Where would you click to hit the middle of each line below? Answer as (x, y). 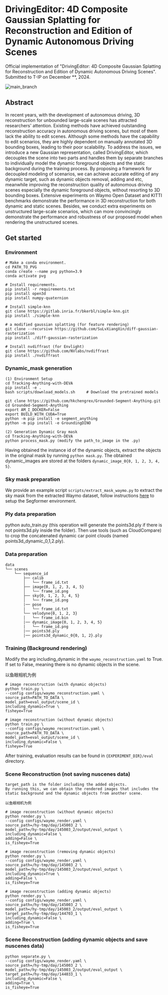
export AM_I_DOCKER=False (32, 410)
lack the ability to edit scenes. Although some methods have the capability (82, 136)
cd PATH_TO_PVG (21, 267)
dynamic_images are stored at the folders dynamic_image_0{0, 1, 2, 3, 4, (82, 461)
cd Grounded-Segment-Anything (37, 405)
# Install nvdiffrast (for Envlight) (45, 347)
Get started (23, 238)
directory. (15, 761)
